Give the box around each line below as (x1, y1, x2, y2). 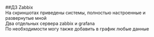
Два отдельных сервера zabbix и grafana (5, 20, 95, 26)
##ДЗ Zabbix (5, 5, 33, 10)
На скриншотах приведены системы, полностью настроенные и (5, 10, 146, 16)
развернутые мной (5, 15, 47, 21)
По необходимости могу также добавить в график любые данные (5, 26, 149, 32)
